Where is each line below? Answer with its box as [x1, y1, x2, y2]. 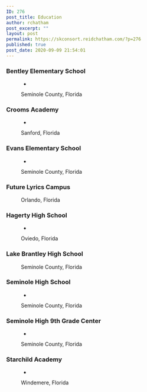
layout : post [6, 31, 38, 37]
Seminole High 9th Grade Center [6, 317, 102, 325]
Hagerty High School [6, 211, 67, 219]
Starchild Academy [6, 355, 63, 364]
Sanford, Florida [21, 129, 60, 136]
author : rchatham [6, 20, 49, 26]
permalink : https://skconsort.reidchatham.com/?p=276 [6, 36, 142, 42]
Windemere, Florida [21, 379, 69, 386]
